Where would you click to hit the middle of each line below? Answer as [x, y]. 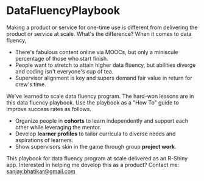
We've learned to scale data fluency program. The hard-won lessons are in [100, 96]
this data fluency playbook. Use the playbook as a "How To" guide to [93, 102]
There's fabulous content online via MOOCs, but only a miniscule [97, 52]
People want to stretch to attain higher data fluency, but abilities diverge [105, 65]
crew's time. [31, 84]
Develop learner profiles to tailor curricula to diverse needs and [95, 134]
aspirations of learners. [44, 140]
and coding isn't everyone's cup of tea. [64, 71]
